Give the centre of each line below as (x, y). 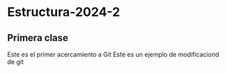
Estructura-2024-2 (64, 12)
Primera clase (38, 38)
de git (16, 62)
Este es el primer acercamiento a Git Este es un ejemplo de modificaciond (113, 54)
